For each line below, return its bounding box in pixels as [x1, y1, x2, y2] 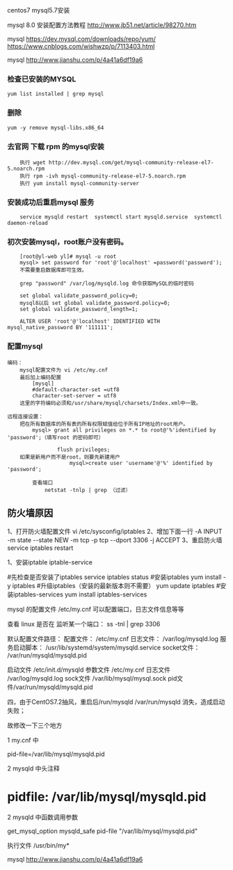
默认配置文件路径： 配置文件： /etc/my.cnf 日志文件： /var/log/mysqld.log [7, 634, 219, 642]
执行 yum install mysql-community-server [19, 180, 139, 187]
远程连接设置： [7, 413, 44, 420]
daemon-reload [7, 220, 49, 227]
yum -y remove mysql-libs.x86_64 [7, 124, 104, 131]
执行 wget [19, 159, 47, 166]
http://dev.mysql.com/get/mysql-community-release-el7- [48, 159, 214, 166]
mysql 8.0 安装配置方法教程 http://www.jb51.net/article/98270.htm [7, 21, 197, 29]
